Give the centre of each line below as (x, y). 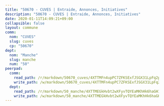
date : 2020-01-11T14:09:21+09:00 (39, 19)
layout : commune (21, 28)
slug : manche (23, 60)
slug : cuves (22, 42)
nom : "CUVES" (23, 37)
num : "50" (19, 64)
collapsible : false (25, 23)
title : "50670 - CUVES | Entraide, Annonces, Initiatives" (66, 10)
